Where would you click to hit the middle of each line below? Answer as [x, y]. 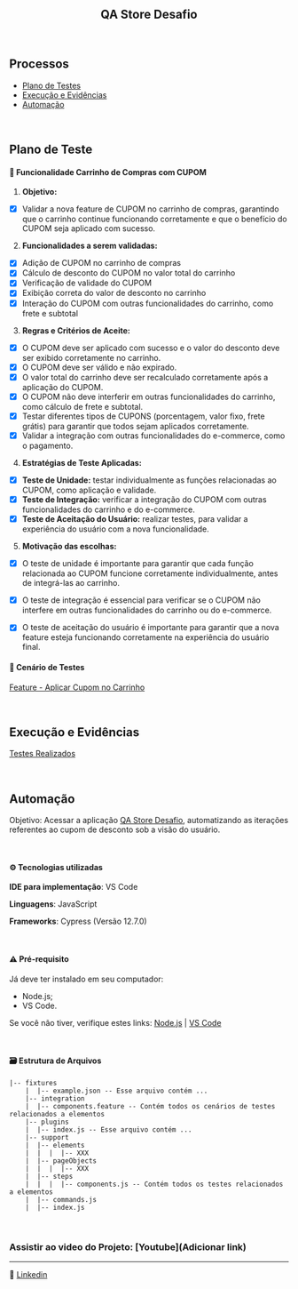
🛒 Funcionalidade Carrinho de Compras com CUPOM [108, 172]
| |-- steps [49, 1176]
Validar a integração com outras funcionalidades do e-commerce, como [153, 436]
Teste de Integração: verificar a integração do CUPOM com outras [145, 500]
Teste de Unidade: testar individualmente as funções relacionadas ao [149, 480]
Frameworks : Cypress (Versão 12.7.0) [78, 921]
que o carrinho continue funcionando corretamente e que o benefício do [154, 219]
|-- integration [55, 1098]
